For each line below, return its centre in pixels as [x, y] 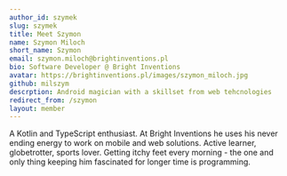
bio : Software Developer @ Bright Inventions [95, 68]
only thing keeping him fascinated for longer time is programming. [130, 162]
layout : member [37, 108]
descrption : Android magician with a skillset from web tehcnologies [141, 92]
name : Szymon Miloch [48, 42]
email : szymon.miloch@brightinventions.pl [89, 59]
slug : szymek [33, 26]
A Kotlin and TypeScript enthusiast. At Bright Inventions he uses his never [143, 133]
